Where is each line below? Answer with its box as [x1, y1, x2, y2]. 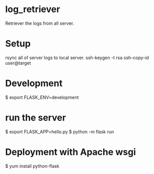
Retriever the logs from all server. [5, 20, 74, 26]
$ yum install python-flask [5, 163, 59, 169]
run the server [5, 112, 66, 123]
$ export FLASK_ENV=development [5, 94, 79, 100]
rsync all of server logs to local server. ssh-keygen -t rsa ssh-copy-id [5, 54, 149, 61]
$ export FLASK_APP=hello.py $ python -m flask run [5, 129, 114, 135]
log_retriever [5, 4, 60, 15]
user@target [5, 60, 31, 66]
